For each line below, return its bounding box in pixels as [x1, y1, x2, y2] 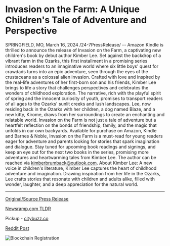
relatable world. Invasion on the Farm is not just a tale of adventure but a [5, 117, 156, 123]
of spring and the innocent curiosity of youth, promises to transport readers [5, 95, 163, 102]
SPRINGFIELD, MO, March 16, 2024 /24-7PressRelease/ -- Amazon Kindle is [5, 41, 163, 47]
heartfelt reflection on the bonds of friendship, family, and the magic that [5, 122, 157, 128]
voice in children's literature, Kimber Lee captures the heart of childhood [5, 165, 157, 171]
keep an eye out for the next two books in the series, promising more [5, 149, 149, 155]
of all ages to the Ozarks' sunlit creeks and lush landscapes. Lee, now [5, 101, 151, 107]
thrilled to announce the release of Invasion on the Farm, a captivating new [5, 47, 161, 53]
